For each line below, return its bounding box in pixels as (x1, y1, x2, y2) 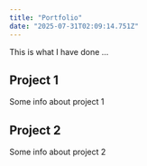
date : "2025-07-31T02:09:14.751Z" (9, 22, 140, 31)
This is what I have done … (9, 46, 109, 57)
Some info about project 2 (9, 146, 106, 158)
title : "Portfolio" (9, 13, 83, 23)
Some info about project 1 (9, 97, 105, 107)
